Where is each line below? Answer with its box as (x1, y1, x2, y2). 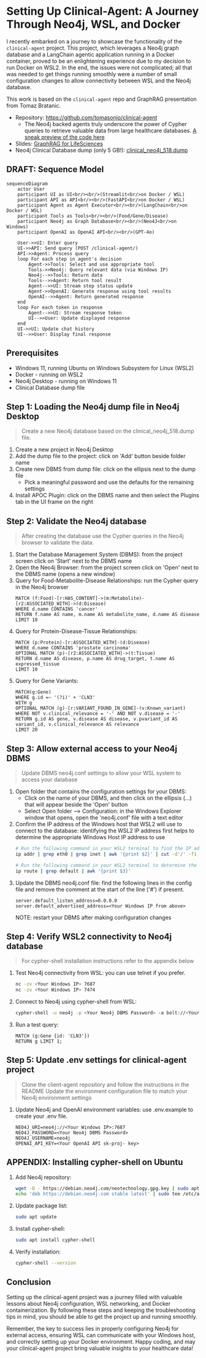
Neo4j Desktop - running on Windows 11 (15, 377, 117, 385)
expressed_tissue (15, 661, 60, 668)
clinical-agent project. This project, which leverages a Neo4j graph (6, 44, 179, 52)
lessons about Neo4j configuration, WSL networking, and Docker (6, 1300, 171, 1307)
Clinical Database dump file (15, 384, 85, 391)
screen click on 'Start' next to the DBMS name (15, 558, 132, 565)
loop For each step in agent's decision (17, 256, 122, 262)
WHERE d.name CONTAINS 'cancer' (15, 606, 98, 612)
